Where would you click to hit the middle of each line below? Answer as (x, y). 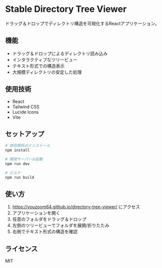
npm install (17, 150)
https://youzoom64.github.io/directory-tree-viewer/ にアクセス (76, 207)
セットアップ (25, 134)
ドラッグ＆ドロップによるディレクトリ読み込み (60, 54)
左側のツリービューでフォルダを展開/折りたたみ (61, 225)
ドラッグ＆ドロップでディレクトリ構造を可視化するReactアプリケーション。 (82, 23)
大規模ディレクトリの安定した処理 (47, 72)
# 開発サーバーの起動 (24, 160)
